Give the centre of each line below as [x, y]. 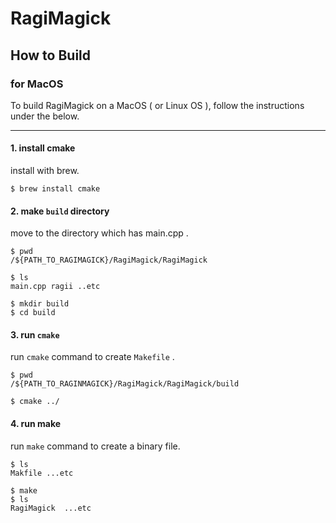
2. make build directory [60, 211]
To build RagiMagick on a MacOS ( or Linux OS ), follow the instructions [157, 105]
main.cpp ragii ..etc [55, 287]
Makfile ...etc [42, 473]
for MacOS [37, 84]
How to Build [51, 55]
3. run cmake [35, 334]
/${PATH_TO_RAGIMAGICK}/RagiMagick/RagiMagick [109, 260]
